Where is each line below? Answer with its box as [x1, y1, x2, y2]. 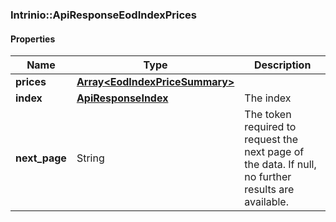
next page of [244, 145, 305, 159]
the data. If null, [244, 158, 317, 172]
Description [253, 58, 312, 72]
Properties [10, 33, 56, 45]
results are [244, 183, 295, 197]
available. [244, 195, 289, 209]
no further [244, 170, 292, 184]
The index [244, 91, 292, 105]
